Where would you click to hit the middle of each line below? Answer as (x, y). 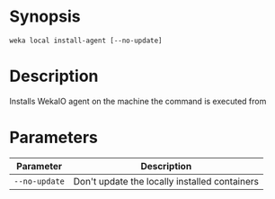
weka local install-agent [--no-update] (86, 41)
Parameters (54, 138)
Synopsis (45, 17)
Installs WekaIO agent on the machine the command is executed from (138, 101)
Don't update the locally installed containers (166, 181)
